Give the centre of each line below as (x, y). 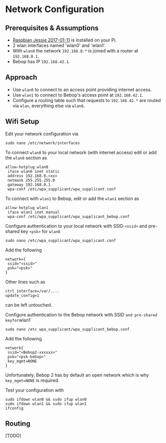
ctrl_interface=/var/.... (32, 291)
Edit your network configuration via (42, 134)
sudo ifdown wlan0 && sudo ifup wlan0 (46, 399)
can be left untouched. (29, 305)
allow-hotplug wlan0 (27, 167)
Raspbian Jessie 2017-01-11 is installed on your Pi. (65, 40)
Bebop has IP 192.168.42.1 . (41, 61)
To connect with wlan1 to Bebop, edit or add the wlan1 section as (72, 199)
